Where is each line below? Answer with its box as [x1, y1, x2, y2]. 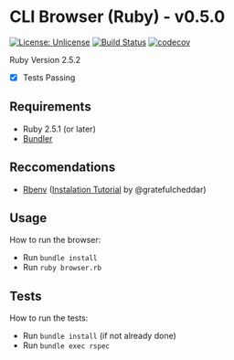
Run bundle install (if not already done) [22, 331, 176, 342]
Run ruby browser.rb [22, 262, 102, 273]
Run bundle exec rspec [22, 340, 110, 351]
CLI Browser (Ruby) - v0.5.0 [9, 6, 226, 27]
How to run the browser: [9, 235, 101, 246]
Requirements [9, 99, 91, 115]
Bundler [22, 132, 53, 143]
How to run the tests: [9, 312, 89, 323]
